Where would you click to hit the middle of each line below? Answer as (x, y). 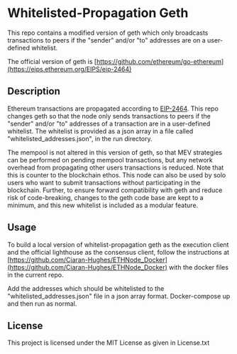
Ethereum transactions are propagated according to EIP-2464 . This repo (113, 109)
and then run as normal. (42, 304)
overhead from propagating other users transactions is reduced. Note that (116, 167)
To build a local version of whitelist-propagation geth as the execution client (118, 244)
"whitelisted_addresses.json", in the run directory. (80, 138)
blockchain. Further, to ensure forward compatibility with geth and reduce (115, 190)
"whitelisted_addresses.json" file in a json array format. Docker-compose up (119, 296)
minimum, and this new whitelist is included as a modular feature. (103, 205)
